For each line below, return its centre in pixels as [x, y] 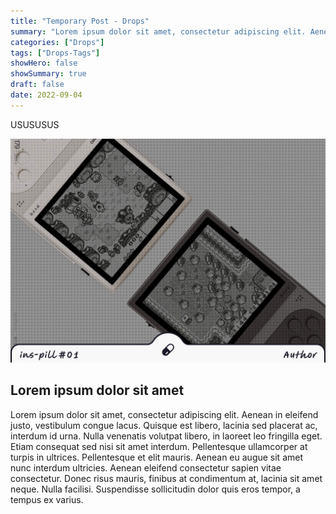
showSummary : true [48, 74]
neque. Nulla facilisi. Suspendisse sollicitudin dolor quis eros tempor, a [155, 489]
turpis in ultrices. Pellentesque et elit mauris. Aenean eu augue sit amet [157, 457]
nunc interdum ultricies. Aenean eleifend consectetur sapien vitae [146, 467]
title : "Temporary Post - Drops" [80, 21]
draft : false [37, 85]
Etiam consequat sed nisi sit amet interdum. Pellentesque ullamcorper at [159, 446]
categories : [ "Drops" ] [57, 42]
